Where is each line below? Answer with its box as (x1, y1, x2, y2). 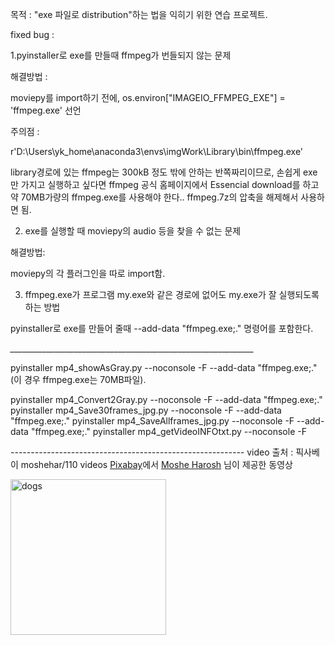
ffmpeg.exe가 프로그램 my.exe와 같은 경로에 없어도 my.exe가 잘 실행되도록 (24, 289, 320, 300)
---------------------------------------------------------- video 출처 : (10, 446, 294, 458)
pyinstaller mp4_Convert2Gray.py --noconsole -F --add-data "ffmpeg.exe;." (10, 394, 323, 405)
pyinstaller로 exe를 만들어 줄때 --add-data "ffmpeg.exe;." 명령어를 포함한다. (10, 323, 314, 334)
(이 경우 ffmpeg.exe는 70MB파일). (10, 374, 147, 385)
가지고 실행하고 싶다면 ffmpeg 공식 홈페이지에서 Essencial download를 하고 (20, 179, 320, 190)
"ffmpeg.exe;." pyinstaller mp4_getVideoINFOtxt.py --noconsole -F (30, 426, 307, 437)
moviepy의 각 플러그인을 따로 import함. (10, 268, 166, 279)
